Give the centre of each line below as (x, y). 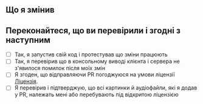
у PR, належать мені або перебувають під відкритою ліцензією (96, 95)
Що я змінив (30, 10)
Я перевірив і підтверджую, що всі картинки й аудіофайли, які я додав (106, 88)
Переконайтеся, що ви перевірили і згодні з (93, 31)
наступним (28, 40)
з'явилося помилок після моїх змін (60, 68)
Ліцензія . (26, 82)
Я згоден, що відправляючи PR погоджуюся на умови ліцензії (95, 74)
